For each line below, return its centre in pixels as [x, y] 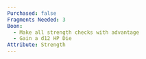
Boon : [15, 26]
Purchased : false [32, 13]
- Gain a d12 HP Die [42, 39]
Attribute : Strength [37, 45]
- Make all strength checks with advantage [76, 32]
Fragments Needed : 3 [37, 20]
